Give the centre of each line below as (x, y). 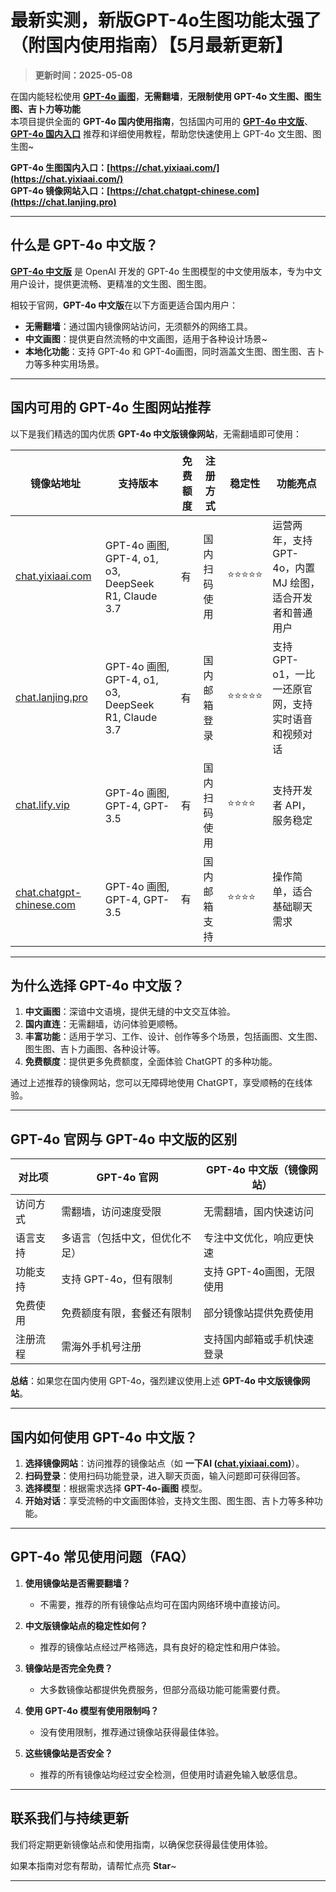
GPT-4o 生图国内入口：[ (60, 167)
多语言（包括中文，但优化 (121, 1238)
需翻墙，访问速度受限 (111, 1212)
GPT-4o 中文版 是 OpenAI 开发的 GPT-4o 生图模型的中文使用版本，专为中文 (166, 271)
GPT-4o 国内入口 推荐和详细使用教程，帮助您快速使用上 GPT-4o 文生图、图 (166, 133)
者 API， (292, 805)
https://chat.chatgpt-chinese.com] (184, 190)
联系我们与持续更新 (69, 1818)
